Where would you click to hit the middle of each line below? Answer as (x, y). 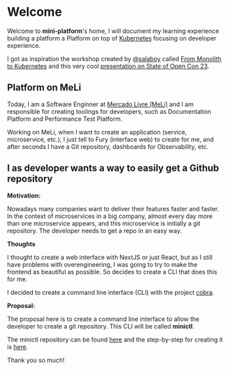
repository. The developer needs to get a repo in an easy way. (94, 230)
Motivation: (24, 195)
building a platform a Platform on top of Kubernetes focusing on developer (112, 38)
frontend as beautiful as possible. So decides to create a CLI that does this (112, 272)
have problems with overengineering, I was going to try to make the (102, 264)
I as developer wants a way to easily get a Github (113, 168)
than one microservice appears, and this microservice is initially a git (104, 223)
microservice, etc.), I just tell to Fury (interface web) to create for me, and (111, 139)
